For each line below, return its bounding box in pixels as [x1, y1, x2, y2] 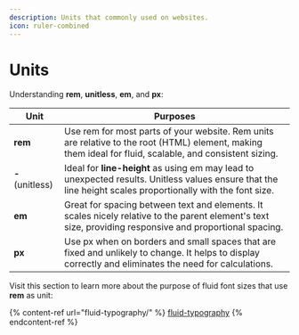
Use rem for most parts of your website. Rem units [63, 126, 274, 138]
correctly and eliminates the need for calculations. [63, 257, 274, 270]
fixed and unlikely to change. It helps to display [63, 247, 261, 259]
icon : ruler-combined [9, 21, 90, 30]
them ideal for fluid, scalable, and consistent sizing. [63, 148, 279, 160]
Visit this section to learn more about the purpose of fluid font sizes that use [9, 281, 288, 291]
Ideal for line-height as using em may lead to [63, 162, 255, 175]
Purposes [154, 110, 196, 123]
